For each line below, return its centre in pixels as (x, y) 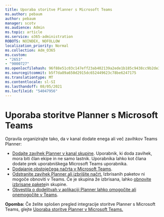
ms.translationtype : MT (29, 77)
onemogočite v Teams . (35, 195)
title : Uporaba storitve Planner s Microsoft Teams (59, 9)
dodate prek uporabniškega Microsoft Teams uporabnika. (70, 164)
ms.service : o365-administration (39, 37)
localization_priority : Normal (37, 46)
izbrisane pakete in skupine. (40, 184)
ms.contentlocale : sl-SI (30, 82)
